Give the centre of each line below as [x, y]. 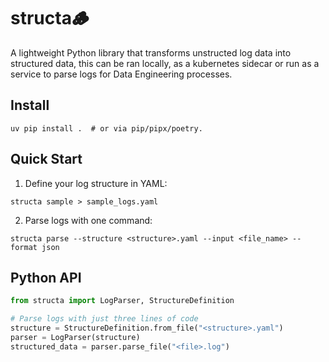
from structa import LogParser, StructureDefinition [122, 301]
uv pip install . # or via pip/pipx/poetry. [106, 128]
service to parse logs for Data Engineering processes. [121, 74]
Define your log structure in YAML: [96, 183]
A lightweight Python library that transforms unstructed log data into [151, 52]
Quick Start [46, 159]
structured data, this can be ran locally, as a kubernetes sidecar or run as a [165, 63]
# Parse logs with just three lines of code [104, 319]
